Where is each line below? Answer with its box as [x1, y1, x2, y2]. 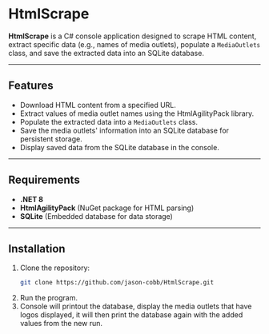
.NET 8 [19, 194, 44, 204]
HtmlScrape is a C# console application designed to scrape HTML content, [8, 31, 257, 41]
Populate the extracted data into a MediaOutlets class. [19, 117, 199, 126]
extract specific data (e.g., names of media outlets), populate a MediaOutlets [8, 39, 261, 49]
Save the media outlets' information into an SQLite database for [19, 125, 230, 135]
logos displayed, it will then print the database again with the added [19, 310, 243, 320]
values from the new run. [19, 319, 102, 328]
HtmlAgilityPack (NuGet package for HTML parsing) [19, 203, 195, 213]
